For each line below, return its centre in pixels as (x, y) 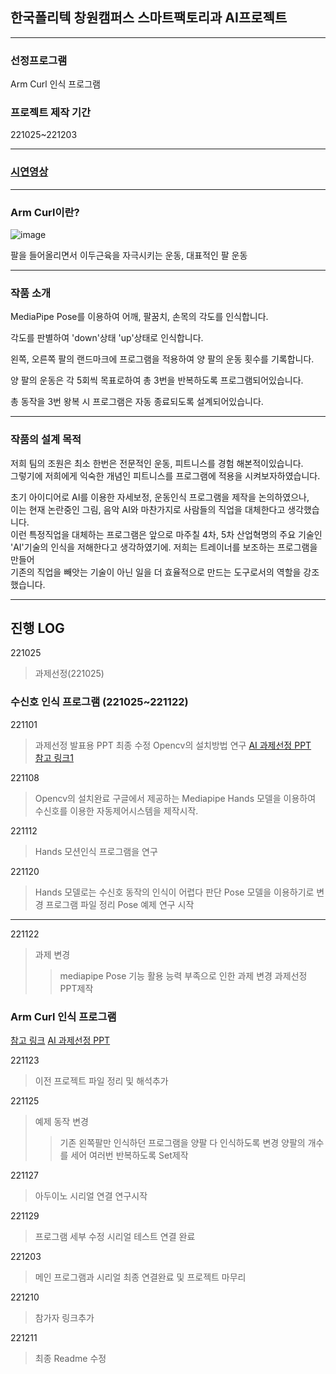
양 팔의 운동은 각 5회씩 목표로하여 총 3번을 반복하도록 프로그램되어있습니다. (157, 380)
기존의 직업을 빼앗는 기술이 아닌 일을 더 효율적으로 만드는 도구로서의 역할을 (156, 572)
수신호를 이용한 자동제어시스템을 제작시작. (116, 810)
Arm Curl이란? (45, 212)
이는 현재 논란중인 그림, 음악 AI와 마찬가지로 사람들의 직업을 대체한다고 (148, 509)
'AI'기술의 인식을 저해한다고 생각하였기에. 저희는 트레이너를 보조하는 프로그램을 (164, 547)
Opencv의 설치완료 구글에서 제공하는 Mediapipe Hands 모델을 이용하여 (175, 798)
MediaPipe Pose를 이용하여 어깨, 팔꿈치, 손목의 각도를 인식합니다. (139, 317)
